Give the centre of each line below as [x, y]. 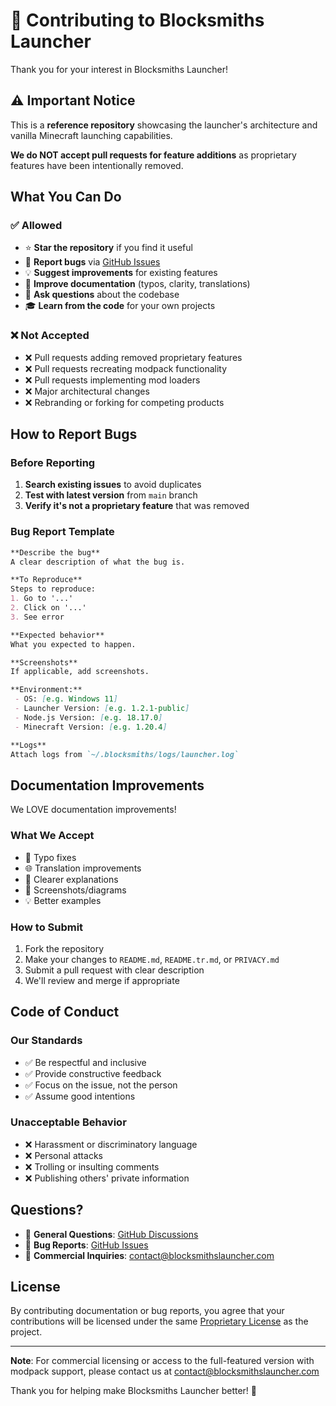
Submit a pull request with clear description [114, 970]
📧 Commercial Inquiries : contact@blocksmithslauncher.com [149, 1255]
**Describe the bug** [55, 552]
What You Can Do [66, 197]
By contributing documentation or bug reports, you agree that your [147, 1311]
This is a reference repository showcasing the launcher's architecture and [164, 125]
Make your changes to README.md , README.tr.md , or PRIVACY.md [152, 959]
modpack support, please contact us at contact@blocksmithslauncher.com [165, 1371]
